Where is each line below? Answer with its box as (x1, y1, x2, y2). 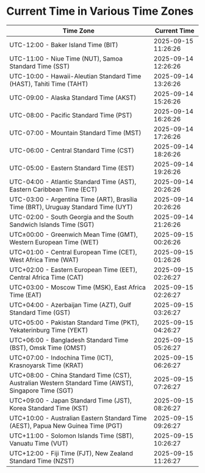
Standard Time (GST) (9, 308, 71, 316)
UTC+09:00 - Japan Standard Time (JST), (9, 396, 132, 404)
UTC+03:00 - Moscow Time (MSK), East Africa (9, 283, 146, 291)
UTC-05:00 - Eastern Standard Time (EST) (9, 163, 135, 172)
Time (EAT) (9, 291, 41, 299)
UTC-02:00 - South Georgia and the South (9, 212, 134, 221)
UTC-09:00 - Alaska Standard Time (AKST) (9, 93, 137, 102)
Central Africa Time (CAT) (9, 273, 84, 281)
